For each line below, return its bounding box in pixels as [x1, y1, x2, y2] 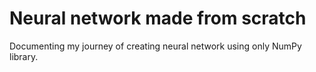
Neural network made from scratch [9, 7, 307, 30]
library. [9, 50, 39, 62]
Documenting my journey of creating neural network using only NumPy [9, 40, 302, 52]
